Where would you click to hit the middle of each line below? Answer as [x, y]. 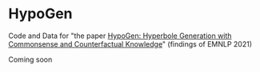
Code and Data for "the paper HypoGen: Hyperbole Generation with [120, 36]
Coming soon [30, 59]
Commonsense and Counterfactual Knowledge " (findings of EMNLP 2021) [130, 44]
